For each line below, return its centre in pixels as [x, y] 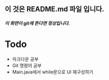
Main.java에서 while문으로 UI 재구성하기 [53, 72]
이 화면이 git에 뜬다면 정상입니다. [37, 23]
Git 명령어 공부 [27, 65]
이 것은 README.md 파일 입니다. [54, 9]
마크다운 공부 [25, 59]
